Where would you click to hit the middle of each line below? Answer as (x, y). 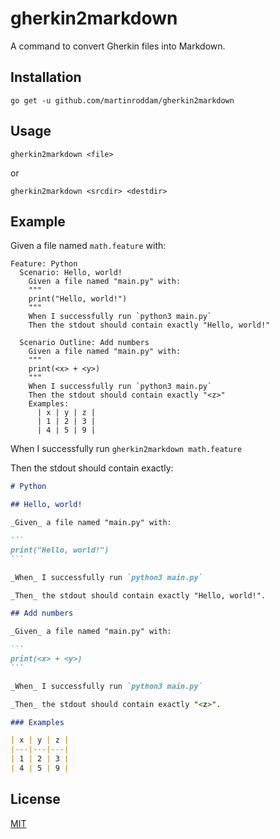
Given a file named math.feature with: (88, 246)
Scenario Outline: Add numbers (84, 343)
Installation (46, 77)
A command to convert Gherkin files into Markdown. (118, 46)
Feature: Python (44, 264)
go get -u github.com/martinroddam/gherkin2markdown (122, 100)
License (35, 799)
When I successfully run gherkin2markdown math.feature (126, 449)
